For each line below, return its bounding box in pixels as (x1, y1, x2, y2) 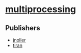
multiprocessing (5, 4, 76, 15)
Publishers (5, 24, 40, 32)
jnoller (12, 37, 26, 43)
